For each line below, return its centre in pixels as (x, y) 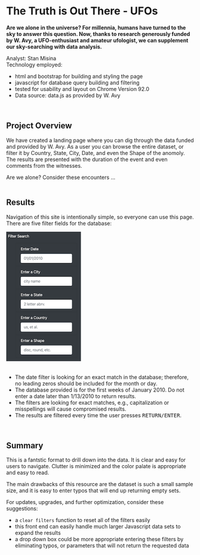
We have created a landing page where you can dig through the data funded (100, 140)
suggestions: (22, 509)
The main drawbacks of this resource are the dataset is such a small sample (100, 484)
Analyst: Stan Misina (31, 58)
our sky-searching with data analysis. (54, 47)
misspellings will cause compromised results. (70, 409)
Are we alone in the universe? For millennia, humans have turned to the (96, 28)
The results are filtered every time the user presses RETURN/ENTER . (98, 415)
